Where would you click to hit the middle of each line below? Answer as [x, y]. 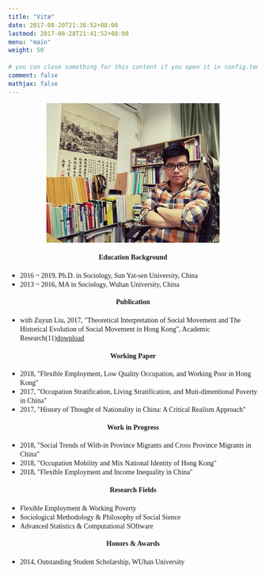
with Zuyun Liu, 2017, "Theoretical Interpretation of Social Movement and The [130, 320]
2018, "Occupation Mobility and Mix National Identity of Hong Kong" [118, 463]
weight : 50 [26, 50]
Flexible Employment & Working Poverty [78, 508]
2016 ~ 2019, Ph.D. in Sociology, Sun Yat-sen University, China [109, 275]
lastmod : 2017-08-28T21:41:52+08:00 [68, 33]
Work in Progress [133, 428]
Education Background [133, 258]
